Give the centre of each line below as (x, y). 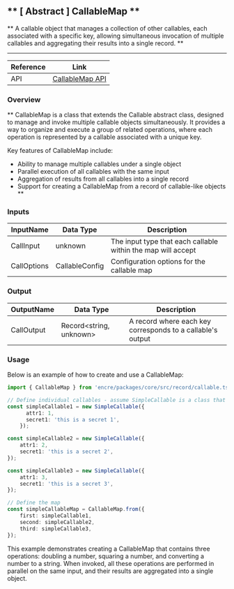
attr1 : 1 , (40, 413)
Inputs (18, 212)
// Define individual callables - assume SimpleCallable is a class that (117, 400)
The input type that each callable (164, 241)
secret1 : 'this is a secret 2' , (67, 452)
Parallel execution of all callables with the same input (93, 172)
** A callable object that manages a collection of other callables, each (107, 28)
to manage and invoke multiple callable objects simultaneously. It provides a (116, 122)
